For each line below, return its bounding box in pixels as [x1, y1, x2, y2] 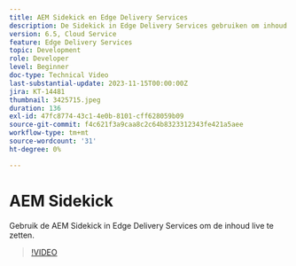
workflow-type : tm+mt [9, 129, 90, 137]
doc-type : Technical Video [9, 71, 109, 80]
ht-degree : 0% [9, 145, 62, 153]
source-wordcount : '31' [9, 137, 97, 145]
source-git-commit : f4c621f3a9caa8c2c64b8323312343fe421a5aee [9, 121, 244, 129]
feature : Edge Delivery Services [9, 37, 133, 47]
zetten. [9, 230, 35, 240]
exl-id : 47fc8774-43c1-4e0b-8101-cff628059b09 [9, 112, 184, 121]
